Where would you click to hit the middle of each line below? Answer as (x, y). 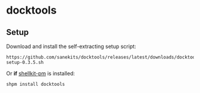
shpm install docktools (36, 84)
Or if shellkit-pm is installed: (41, 73)
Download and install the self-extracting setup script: (71, 46)
